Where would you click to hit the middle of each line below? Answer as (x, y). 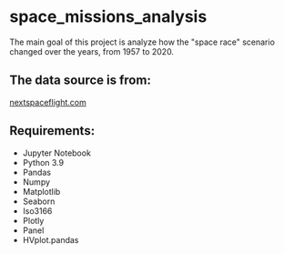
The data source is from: (81, 81)
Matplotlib (41, 191)
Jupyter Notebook (56, 153)
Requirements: (52, 131)
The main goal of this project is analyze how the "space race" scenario (142, 42)
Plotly (33, 220)
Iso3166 (37, 210)
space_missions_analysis (108, 17)
